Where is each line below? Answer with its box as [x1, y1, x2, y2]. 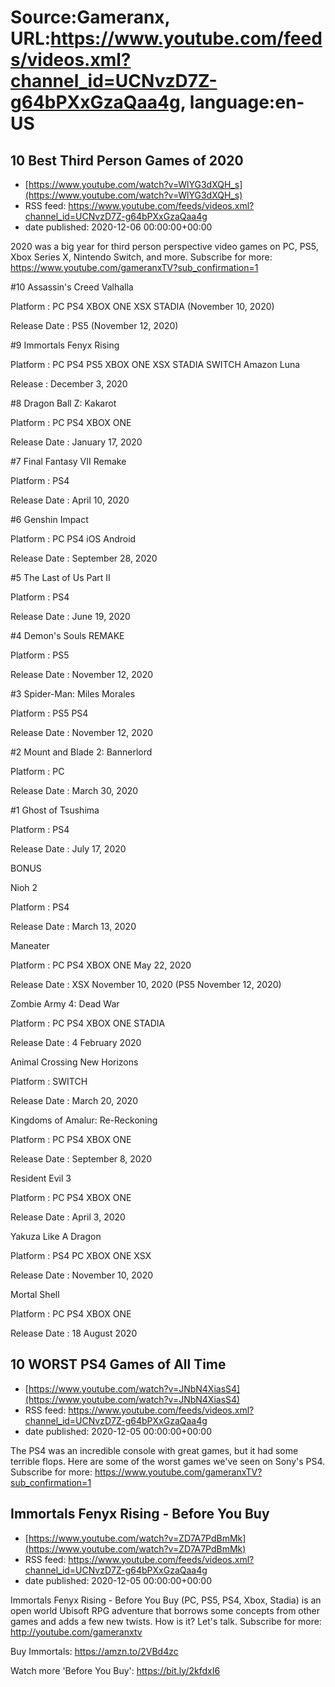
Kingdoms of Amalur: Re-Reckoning [10, 1114, 158, 1126]
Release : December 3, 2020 [10, 378, 128, 390]
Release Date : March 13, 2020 [10, 921, 137, 932]
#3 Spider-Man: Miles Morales [10, 688, 136, 700]
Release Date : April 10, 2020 [10, 494, 130, 506]
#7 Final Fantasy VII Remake [10, 456, 127, 467]
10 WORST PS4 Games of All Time [10, 1356, 227, 1373]
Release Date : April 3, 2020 [10, 1211, 126, 1223]
